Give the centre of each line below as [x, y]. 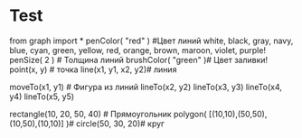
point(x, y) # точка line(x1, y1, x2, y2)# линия [93, 69]
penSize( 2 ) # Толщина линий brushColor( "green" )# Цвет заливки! [139, 60]
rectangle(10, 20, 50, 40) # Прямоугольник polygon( [108, 114]
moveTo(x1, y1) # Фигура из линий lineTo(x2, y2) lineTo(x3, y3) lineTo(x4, [146, 87]
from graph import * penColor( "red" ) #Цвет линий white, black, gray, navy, [151, 41]
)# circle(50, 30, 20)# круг [116, 124]
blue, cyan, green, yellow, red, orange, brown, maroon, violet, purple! [138, 50]
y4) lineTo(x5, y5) [42, 97]
